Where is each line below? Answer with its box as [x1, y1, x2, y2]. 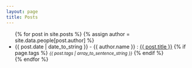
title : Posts [6, 14, 38, 20]
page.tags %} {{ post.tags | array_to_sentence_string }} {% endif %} [14, 49, 164, 56]
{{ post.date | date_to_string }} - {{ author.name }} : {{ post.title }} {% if [14, 43, 186, 50]
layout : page [6, 8, 38, 15]
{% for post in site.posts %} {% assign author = [14, 30, 130, 37]
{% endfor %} [14, 56, 49, 63]
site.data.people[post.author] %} [14, 37, 94, 44]
